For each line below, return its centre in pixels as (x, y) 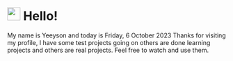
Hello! (41, 16)
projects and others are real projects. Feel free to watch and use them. (108, 50)
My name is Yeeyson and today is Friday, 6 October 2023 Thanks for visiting (116, 35)
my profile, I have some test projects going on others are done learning (109, 42)
